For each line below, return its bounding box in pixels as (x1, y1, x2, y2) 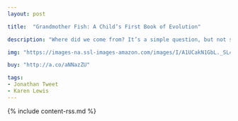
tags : (7, 74, 23, 81)
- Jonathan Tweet (7, 81, 59, 88)
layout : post (7, 10, 46, 18)
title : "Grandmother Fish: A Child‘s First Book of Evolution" (7, 23, 201, 30)
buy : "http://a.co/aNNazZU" (7, 62, 91, 69)
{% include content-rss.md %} (7, 107, 97, 115)
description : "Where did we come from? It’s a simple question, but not (7, 36, 227, 43)
